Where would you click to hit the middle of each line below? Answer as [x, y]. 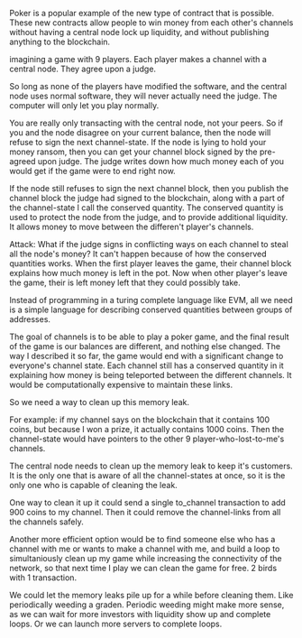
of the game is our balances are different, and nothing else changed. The [145, 346]
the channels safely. [46, 522]
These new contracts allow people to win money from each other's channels [151, 23]
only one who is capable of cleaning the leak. [93, 485]
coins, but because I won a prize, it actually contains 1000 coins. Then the [147, 429]
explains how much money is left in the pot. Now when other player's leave [149, 273]
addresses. [30, 319]
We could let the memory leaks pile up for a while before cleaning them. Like [151, 595]
